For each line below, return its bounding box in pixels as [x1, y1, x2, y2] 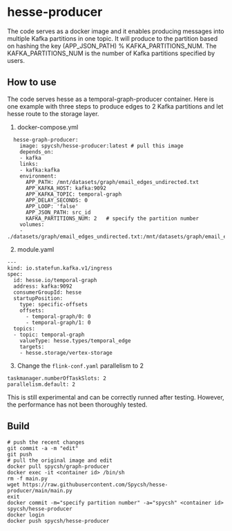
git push [7, 451, 32, 458]
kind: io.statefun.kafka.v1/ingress [7, 264, 113, 272]
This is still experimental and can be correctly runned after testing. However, [7, 393, 224, 401]
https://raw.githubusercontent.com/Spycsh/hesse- [22, 481, 168, 488]
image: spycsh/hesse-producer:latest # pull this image [19, 142, 184, 149]
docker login [7, 511, 45, 519]
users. [7, 56, 26, 64]
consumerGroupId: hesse [13, 288, 81, 296]
